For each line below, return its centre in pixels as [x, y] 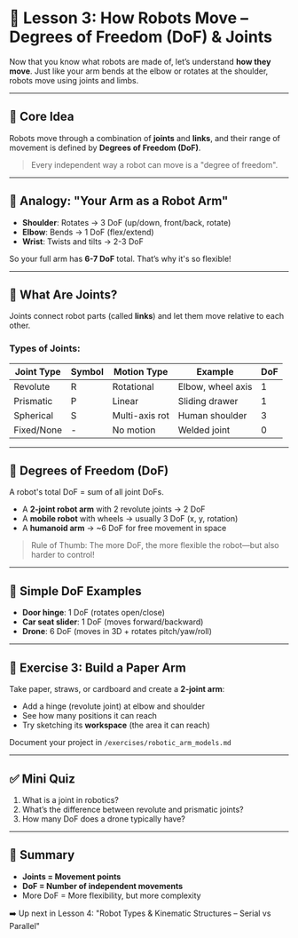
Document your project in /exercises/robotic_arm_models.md [121, 743]
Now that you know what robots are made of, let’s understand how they [140, 61]
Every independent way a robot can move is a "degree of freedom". [154, 164]
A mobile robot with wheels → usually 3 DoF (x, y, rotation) [130, 519]
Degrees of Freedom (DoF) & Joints [141, 37]
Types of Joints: [45, 348]
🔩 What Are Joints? [63, 294]
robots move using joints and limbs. [74, 80]
